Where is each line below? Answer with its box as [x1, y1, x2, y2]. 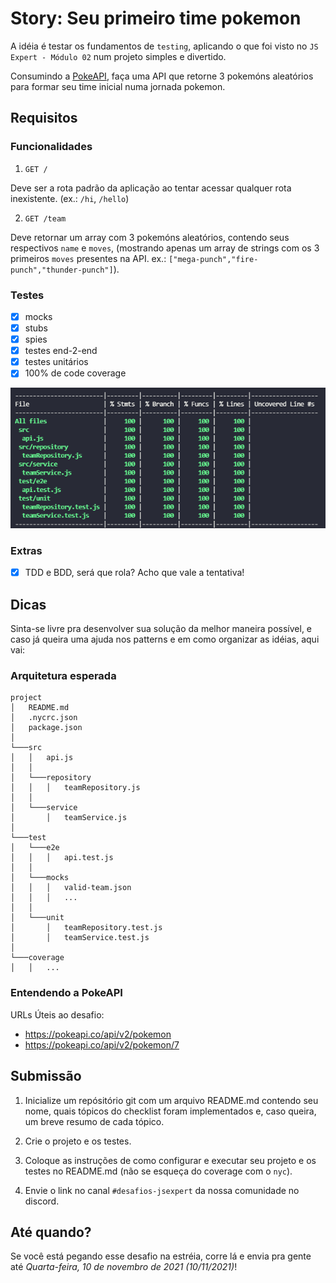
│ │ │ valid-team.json [10, 883, 132, 893]
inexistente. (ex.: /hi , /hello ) [10, 192, 130, 204]
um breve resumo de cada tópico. [24, 1115, 165, 1127]
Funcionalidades [10, 140, 93, 154]
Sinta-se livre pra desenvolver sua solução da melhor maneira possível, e [10, 623, 313, 635]
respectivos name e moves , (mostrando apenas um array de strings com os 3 [10, 242, 320, 254]
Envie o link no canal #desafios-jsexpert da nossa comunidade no [24, 1184, 300, 1196]
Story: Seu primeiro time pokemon [10, 7, 302, 30]
